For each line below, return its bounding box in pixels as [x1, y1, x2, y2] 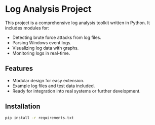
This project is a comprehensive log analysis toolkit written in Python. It [5, 20, 150, 26]
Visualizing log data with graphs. [12, 45, 79, 51]
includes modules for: [5, 25, 49, 31]
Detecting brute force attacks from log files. [12, 34, 102, 40]
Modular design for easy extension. [12, 77, 85, 83]
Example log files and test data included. [12, 83, 95, 89]
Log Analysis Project [5, 3, 92, 15]
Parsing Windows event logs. [12, 39, 72, 45]
